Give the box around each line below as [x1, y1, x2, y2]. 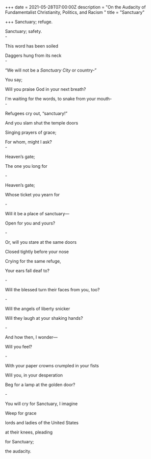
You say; [5, 77, 23, 82]
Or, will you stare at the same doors [5, 239, 77, 245]
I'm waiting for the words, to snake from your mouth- [5, 96, 112, 102]
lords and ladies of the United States [5, 420, 79, 426]
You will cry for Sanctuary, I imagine [5, 401, 78, 407]
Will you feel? [5, 344, 32, 350]
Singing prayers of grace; [5, 129, 56, 135]
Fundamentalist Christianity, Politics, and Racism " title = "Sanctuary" [5, 9, 145, 15]
